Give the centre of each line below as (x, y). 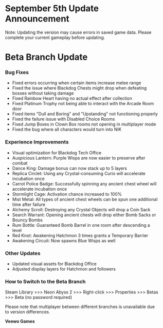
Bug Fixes (17, 73)
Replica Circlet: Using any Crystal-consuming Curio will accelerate (79, 173)
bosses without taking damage (43, 93)
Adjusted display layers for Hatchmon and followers (64, 269)
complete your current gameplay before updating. (55, 37)
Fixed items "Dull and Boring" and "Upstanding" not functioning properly (85, 114)
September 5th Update (52, 9)
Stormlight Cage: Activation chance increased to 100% (67, 194)
